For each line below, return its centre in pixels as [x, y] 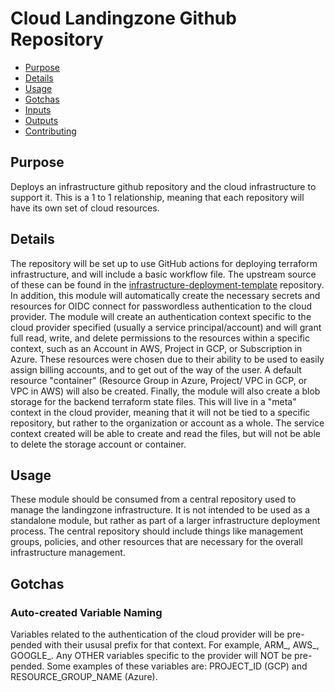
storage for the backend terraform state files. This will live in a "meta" [153, 401]
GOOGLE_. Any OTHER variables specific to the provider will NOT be [151, 656]
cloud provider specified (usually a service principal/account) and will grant [166, 327]
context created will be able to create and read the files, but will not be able [165, 433]
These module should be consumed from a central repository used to [153, 499]
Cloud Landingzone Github [123, 18]
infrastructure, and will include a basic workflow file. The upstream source [163, 274]
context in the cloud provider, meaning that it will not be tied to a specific [160, 412]
